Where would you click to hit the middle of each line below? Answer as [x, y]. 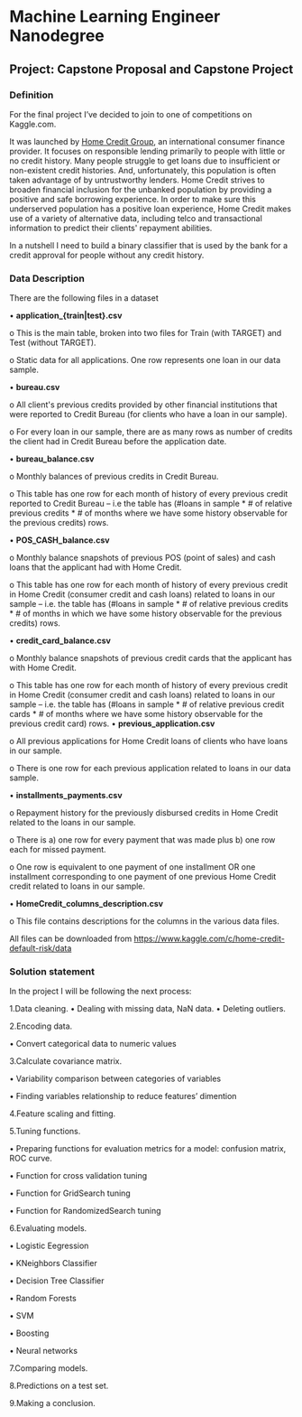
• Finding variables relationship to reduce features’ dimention [123, 1096]
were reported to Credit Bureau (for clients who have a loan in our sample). [148, 415]
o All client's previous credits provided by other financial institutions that [143, 405]
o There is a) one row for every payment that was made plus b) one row [142, 840]
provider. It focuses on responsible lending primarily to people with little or [147, 151]
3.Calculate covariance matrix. [66, 1061]
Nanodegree [57, 36]
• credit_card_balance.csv [60, 641]
